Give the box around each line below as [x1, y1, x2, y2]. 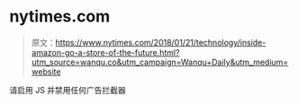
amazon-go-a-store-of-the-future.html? [31, 47, 180, 57]
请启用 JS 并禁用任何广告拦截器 [9, 84, 126, 95]
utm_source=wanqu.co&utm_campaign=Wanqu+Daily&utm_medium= [31, 56, 289, 67]
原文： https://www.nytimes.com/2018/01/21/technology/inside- [31, 37, 266, 48]
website [31, 65, 61, 77]
